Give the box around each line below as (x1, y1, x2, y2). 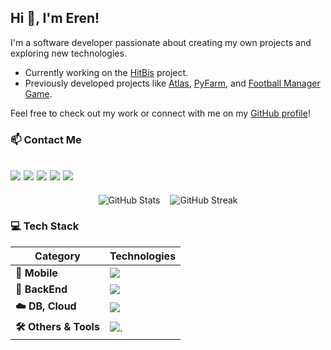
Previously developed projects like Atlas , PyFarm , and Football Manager (24, 77, 321, 89)
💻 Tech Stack (10, 219, 80, 233)
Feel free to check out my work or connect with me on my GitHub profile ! (10, 107, 311, 119)
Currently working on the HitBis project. (24, 66, 189, 78)
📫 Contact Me (10, 132, 82, 146)
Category (34, 249, 81, 263)
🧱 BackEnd (15, 282, 68, 296)
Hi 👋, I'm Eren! (10, 10, 100, 27)
